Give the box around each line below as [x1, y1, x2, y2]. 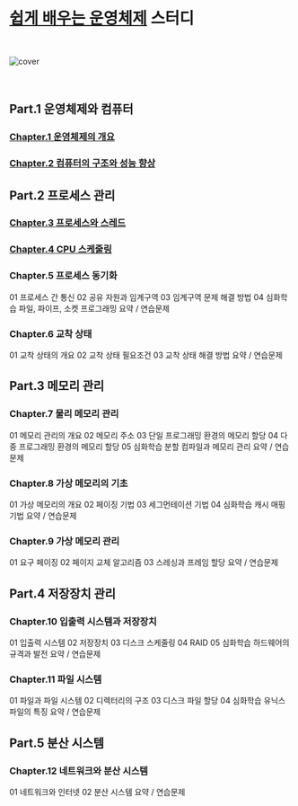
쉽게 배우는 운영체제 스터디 [9, 8, 195, 29]
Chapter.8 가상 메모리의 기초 [9, 477, 128, 490]
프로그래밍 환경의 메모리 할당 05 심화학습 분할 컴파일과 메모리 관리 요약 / [18, 441, 273, 452]
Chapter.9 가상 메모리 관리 [9, 535, 120, 547]
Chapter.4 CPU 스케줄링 [9, 244, 112, 256]
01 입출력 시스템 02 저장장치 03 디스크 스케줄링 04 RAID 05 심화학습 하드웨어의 [9, 637, 290, 648]
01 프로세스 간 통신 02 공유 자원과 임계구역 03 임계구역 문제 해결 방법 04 [9, 291, 265, 302]
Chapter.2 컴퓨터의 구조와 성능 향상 [9, 157, 156, 170]
